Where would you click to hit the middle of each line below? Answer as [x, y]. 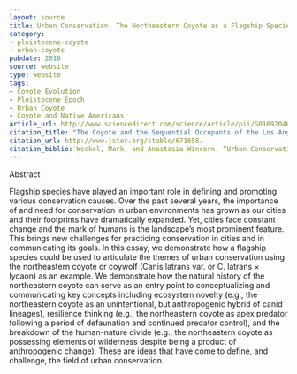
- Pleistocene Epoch [47, 99]
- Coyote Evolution [45, 91]
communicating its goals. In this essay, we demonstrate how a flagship [138, 248]
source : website [39, 67]
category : [27, 34]
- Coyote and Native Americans [67, 116]
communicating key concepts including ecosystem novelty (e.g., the [133, 294]
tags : [19, 83]
